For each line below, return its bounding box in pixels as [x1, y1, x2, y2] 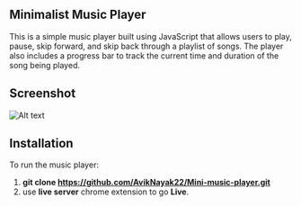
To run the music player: [9, 159, 99, 170]
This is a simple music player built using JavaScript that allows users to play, [9, 31, 292, 41]
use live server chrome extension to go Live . [22, 186, 190, 197]
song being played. [9, 59, 81, 70]
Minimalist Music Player [9, 7, 146, 22]
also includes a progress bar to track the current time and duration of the [9, 49, 279, 61]
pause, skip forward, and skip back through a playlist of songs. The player [9, 40, 284, 51]
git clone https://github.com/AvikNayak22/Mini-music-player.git [22, 177, 271, 188]
